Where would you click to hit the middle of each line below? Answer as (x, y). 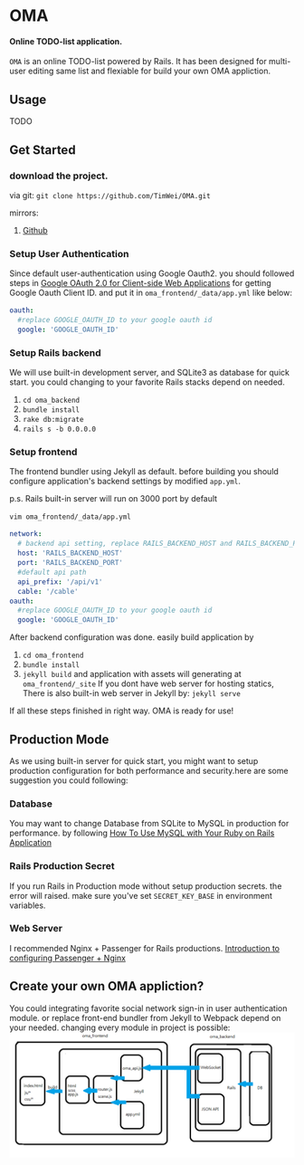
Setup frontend (43, 452)
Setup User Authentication (69, 253)
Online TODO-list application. (66, 41)
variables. (28, 905)
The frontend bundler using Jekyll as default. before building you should (144, 472)
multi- (280, 62)
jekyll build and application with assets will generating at (132, 674)
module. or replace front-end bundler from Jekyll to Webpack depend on (145, 1017)
